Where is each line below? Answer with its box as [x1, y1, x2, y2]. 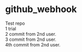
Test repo [5, 20, 25, 26]
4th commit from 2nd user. [5, 41, 61, 47]
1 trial [5, 25, 17, 31]
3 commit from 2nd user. [5, 36, 56, 42]
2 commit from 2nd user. [5, 31, 56, 37]
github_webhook [5, 4, 77, 15]
